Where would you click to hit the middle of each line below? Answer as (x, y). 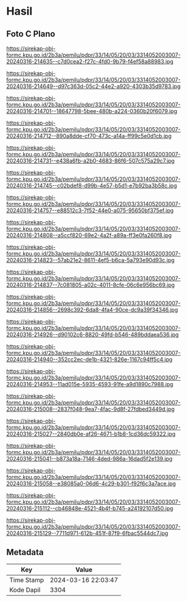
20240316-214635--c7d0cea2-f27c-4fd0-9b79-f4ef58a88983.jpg (90, 61)
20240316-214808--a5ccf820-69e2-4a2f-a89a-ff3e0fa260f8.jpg (89, 235)
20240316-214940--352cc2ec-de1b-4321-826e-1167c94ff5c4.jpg (89, 359)
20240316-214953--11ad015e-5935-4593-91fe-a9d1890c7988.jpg (90, 384)
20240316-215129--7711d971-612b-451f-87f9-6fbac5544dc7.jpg (87, 533)
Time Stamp (27, 580)
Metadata (25, 552)
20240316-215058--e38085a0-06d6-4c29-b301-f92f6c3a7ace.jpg (91, 483)
